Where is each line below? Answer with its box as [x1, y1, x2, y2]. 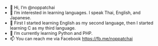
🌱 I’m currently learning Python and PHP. [9, 31, 93, 36]
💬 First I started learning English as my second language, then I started [9, 20, 154, 26]
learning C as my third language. [9, 25, 76, 31]
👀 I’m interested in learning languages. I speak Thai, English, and [9, 10, 141, 15]
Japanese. [9, 15, 32, 20]
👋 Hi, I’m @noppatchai [9, 5, 55, 10]
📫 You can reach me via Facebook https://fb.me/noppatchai [9, 36, 133, 41]
